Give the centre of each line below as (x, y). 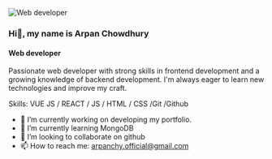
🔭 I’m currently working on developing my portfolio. (106, 120)
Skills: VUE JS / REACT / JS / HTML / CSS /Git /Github (99, 104)
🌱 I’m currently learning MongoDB (77, 128)
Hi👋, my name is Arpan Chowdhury (79, 33)
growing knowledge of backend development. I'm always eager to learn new (136, 79)
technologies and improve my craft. (68, 88)
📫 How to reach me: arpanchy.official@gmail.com (104, 146)
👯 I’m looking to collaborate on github (83, 137)
